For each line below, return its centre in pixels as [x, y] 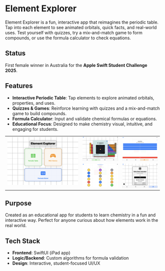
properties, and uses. [34, 103]
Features [19, 86]
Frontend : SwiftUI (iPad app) [41, 253]
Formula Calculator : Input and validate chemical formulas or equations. [84, 119]
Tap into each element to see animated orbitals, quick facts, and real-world [81, 27]
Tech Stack [23, 241]
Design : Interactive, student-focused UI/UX [56, 263]
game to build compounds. [39, 113]
